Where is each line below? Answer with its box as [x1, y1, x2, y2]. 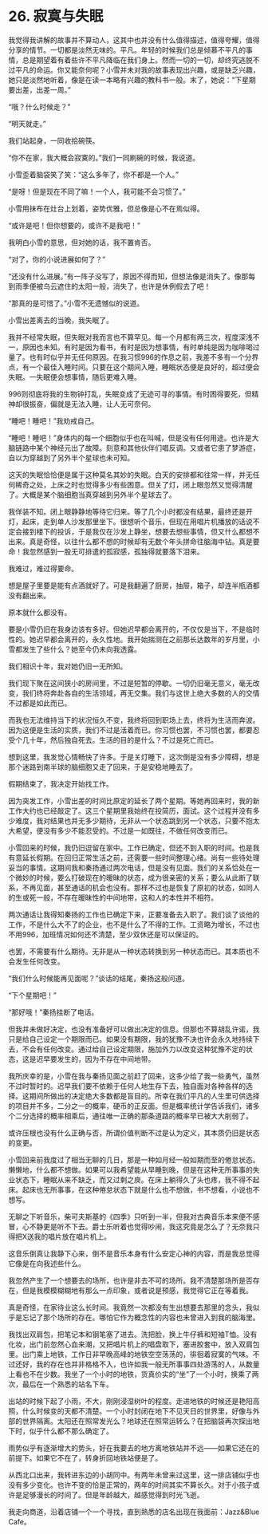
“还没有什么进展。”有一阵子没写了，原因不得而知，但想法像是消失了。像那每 [8, 271, 256, 281]
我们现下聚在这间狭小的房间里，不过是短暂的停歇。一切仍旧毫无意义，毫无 [8, 678, 253, 688]
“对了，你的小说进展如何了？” [8, 254, 106, 264]
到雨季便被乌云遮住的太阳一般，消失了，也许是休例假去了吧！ [8, 281, 211, 291]
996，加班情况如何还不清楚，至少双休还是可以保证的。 [22, 929, 203, 939]
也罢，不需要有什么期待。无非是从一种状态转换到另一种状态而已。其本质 [8, 946, 246, 956]
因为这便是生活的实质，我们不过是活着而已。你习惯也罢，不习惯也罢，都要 [8, 725, 253, 735]
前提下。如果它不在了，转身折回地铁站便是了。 [8, 1453, 162, 1462]
